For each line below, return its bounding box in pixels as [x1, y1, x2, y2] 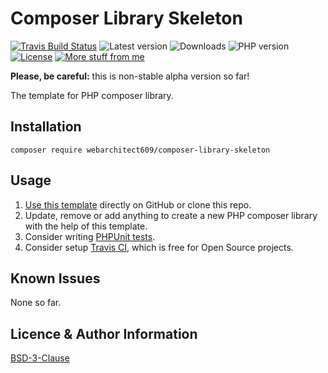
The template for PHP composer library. [10, 89, 174, 101]
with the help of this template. [24, 220, 148, 232]
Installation [10, 118, 82, 136]
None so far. [10, 297, 62, 309]
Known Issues [10, 270, 101, 287]
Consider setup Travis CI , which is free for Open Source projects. [24, 241, 294, 253]
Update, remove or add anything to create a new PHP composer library [24, 209, 318, 221]
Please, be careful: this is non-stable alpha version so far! [10, 70, 250, 82]
